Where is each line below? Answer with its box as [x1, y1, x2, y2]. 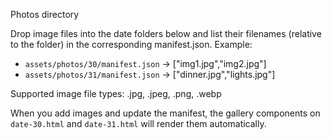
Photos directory [10, 9, 80, 20]
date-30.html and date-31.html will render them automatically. [10, 118, 267, 129]
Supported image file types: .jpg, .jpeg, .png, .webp [10, 88, 222, 99]
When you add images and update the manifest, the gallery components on [10, 107, 321, 119]
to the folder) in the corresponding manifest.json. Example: [10, 39, 253, 50]
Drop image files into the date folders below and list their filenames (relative [10, 28, 322, 39]
